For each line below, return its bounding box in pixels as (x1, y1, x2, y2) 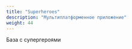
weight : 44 (6, 20, 33, 26)
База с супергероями (6, 36, 61, 44)
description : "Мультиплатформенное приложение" (6, 14, 127, 20)
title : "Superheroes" (6, 8, 60, 15)
